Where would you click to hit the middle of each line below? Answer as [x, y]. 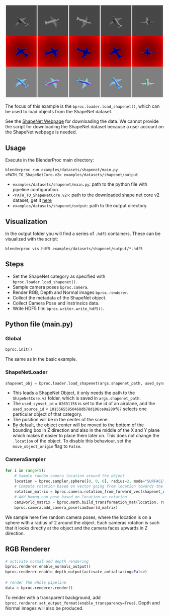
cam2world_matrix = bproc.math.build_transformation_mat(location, [86, 503]
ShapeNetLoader [26, 372]
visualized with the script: [32, 239]
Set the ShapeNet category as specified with [59, 276]
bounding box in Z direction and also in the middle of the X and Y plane [86, 430]
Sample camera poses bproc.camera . [51, 287]
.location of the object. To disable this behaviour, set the [72, 441]
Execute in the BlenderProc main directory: [50, 160]
